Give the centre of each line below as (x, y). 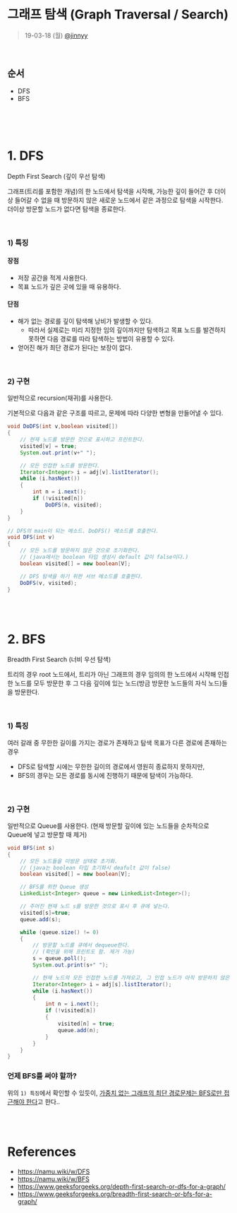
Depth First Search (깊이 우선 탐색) (56, 176)
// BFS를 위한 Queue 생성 (54, 887)
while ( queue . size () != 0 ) (60, 932)
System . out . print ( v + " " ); (58, 453)
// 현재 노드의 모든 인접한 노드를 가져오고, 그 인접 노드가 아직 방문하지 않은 (131, 978)
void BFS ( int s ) (31, 848)
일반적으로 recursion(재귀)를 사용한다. (60, 398)
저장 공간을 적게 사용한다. (53, 278)
